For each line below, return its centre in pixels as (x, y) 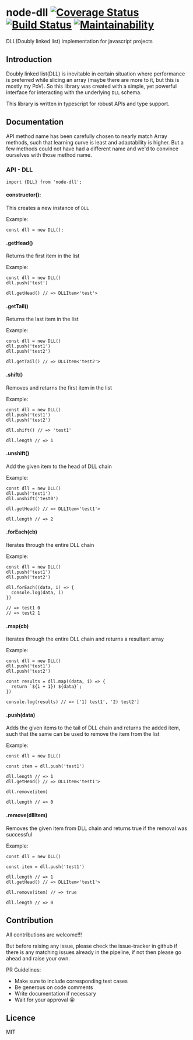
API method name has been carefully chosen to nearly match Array (87, 136)
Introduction (29, 59)
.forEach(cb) (22, 532)
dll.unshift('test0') (32, 498)
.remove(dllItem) (27, 815)
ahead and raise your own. (38, 958)
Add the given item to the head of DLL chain (59, 466)
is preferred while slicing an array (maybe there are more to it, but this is (93, 80)
